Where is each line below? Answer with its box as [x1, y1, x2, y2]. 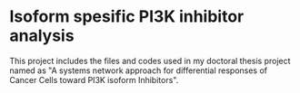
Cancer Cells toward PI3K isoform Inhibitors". [9, 74, 179, 85]
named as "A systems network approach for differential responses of [9, 65, 268, 76]
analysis [9, 25, 75, 46]
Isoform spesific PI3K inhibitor [9, 6, 245, 27]
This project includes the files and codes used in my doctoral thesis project [9, 55, 291, 66]
